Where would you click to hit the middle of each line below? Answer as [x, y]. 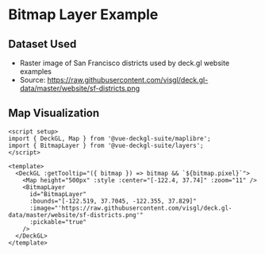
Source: [33, 80]
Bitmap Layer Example [83, 15]
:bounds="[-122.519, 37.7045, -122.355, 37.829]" [113, 201]
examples [35, 71]
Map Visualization [54, 113]
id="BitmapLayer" [58, 194]
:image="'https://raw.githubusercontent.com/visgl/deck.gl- [131, 208]
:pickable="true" [58, 222]
